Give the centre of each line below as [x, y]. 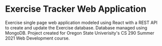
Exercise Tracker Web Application [76, 9]
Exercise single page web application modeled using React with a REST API [81, 23]
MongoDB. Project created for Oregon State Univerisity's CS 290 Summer [80, 33]
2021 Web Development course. [38, 38]
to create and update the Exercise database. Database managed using [76, 27]
